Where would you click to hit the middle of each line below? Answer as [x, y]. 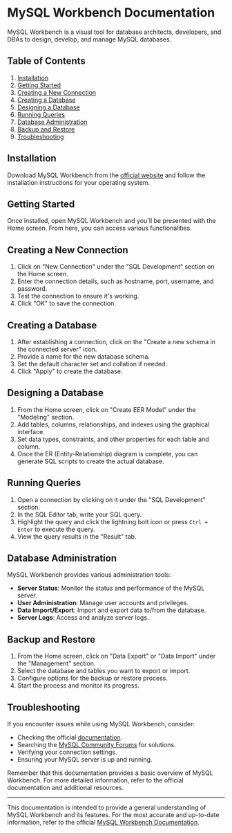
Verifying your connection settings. [67, 752]
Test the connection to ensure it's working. [78, 296]
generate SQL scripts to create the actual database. [90, 461]
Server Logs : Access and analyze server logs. [83, 618]
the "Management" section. [56, 663]
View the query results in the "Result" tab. [77, 536]
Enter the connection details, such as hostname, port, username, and [115, 281]
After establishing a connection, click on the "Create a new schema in [116, 342]
